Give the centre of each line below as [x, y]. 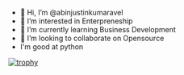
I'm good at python [52, 47]
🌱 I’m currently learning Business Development [98, 29]
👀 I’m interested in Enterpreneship [76, 21]
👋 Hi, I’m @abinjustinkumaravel [71, 12]
